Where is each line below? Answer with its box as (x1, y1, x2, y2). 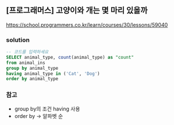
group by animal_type (6, 65, 59, 71)
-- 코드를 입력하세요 (6, 49, 49, 55)
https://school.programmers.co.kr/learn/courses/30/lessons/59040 (6, 21, 168, 28)
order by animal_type (6, 76, 59, 82)
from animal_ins (6, 60, 45, 66)
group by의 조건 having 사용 (14, 105, 80, 112)
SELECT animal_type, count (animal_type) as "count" (6, 54, 134, 60)
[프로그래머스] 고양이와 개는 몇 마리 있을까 (6, 5, 148, 16)
